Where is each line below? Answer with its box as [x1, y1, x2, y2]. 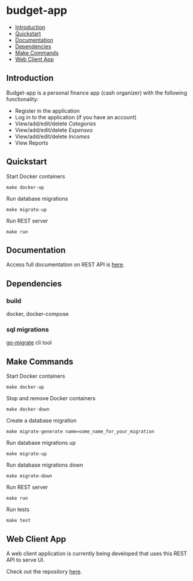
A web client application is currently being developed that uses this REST [6, 550, 188, 557]
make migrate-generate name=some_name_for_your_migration [6, 429, 155, 435]
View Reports [14, 139, 49, 146]
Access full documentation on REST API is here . [6, 261, 125, 268]
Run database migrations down [6, 462, 84, 469]
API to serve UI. [6, 556, 45, 564]
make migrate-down [6, 473, 52, 479]
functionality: [6, 95, 39, 102]
